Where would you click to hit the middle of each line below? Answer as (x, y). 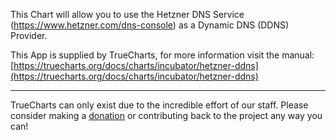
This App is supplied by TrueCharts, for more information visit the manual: (162, 55)
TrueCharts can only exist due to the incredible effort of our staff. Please (159, 105)
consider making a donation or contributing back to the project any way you (166, 115)
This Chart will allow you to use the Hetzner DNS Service (127, 14)
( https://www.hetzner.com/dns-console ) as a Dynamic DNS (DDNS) (150, 25)
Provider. (29, 35)
